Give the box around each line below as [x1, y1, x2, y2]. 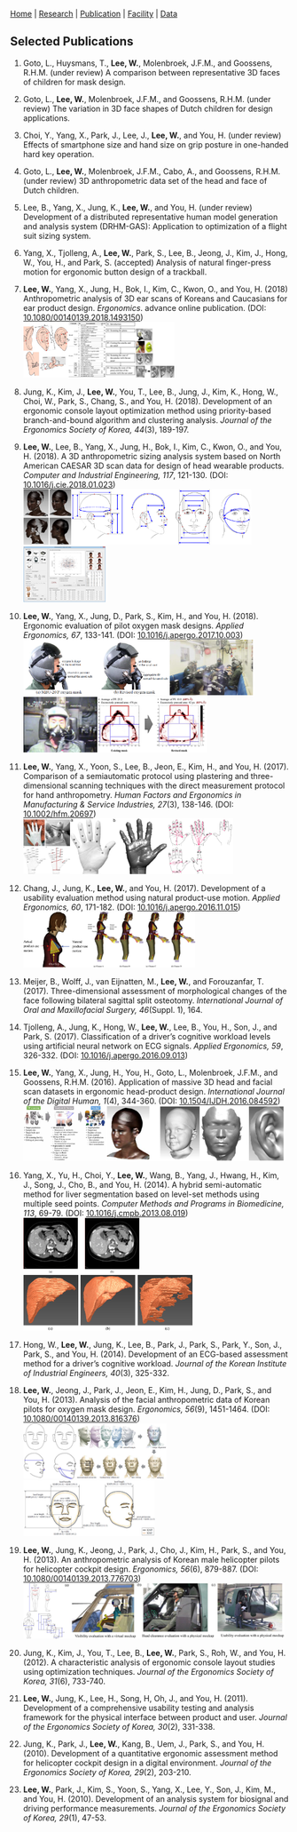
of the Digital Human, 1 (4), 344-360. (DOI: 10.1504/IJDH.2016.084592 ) [22, 1095, 281, 1106]
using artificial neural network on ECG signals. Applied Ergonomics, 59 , [22, 1040, 284, 1051]
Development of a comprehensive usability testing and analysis [22, 1702, 254, 1713]
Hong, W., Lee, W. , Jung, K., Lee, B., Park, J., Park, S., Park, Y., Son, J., [22, 1339, 283, 1350]
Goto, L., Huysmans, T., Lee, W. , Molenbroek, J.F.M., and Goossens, [22, 58, 273, 68]
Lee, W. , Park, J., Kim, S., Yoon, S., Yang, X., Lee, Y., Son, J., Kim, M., [22, 1784, 277, 1795]
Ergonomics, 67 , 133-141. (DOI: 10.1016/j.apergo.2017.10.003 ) [22, 629, 244, 640]
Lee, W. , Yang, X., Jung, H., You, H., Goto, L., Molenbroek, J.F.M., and [22, 1067, 278, 1078]
